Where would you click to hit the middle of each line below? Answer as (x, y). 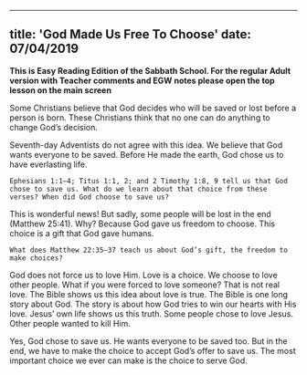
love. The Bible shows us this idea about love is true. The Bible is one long (149, 294)
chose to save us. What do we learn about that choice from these (138, 189)
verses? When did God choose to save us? (90, 197)
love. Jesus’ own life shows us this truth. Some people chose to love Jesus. (152, 313)
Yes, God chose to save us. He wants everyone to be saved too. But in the (148, 341)
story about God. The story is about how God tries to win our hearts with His (153, 304)
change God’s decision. (54, 127)
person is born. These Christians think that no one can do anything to (140, 117)
